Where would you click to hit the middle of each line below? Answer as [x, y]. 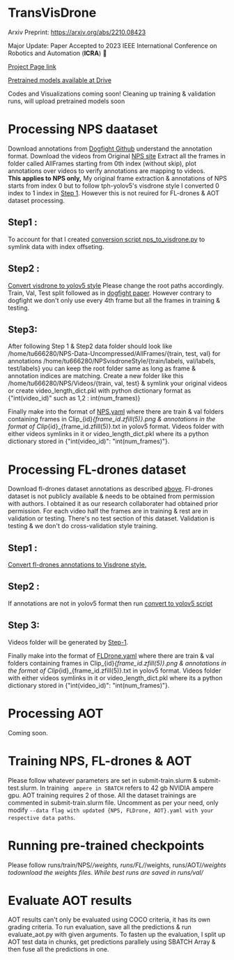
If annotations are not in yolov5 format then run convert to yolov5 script [110, 603]
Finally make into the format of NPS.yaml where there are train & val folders [116, 412]
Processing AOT [56, 713]
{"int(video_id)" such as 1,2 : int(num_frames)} [74, 398]
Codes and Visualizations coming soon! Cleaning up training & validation [112, 93]
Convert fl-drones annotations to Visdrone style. [77, 565]
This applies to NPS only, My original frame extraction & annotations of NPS [117, 178]
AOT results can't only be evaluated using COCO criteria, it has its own [109, 920]
